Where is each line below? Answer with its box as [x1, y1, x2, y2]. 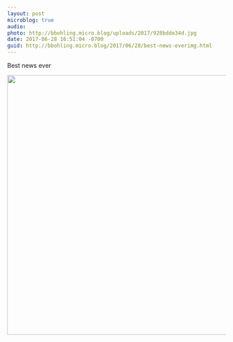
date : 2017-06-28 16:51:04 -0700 [7, 36, 104, 43]
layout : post [7, 10, 45, 17]
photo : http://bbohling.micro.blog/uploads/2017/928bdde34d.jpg [7, 29, 197, 37]
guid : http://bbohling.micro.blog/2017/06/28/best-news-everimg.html [7, 42, 213, 49]
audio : [7, 23, 26, 30]
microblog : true [7, 17, 54, 24]
